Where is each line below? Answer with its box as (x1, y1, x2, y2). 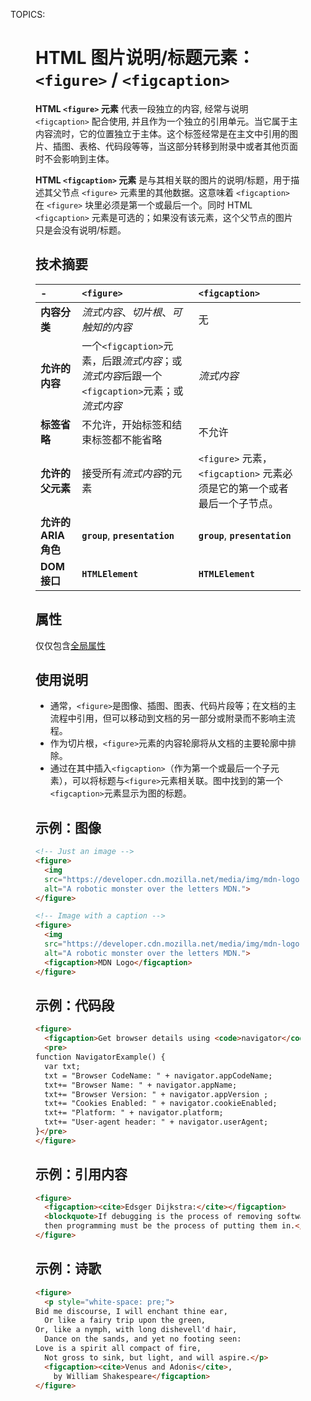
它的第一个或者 (218, 481, 289, 495)
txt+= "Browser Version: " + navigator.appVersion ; (44, 1089, 269, 1099)
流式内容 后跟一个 (81, 369, 163, 383)
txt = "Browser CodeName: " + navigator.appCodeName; (44, 1070, 273, 1081)
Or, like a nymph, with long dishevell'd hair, (35, 1325, 238, 1335)
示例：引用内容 (35, 1166, 128, 1183)
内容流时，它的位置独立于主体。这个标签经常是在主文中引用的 (35, 127, 290, 139)
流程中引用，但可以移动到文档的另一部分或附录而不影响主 (49, 712, 287, 724)
